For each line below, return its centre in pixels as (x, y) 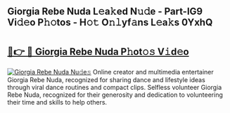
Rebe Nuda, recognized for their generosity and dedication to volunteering (115, 95)
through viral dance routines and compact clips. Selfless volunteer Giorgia (115, 87)
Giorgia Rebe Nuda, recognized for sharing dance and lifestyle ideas (106, 80)
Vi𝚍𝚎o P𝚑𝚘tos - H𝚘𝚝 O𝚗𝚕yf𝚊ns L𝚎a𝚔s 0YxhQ (110, 23)
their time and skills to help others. (57, 102)
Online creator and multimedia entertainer (153, 72)
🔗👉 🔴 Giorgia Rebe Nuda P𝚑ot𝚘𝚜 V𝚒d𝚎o (98, 52)
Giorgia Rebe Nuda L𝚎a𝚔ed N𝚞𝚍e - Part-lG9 (105, 12)
